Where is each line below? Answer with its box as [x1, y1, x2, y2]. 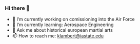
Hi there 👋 [5, 5, 30, 12]
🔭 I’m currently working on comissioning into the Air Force [12, 16, 135, 23]
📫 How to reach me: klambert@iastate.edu [12, 33, 104, 39]
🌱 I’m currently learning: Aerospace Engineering [12, 21, 114, 28]
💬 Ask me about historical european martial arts [12, 27, 113, 33]
